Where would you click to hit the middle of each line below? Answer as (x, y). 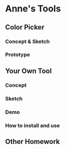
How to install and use (32, 125)
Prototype (18, 54)
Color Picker (25, 27)
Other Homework (32, 141)
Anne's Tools (33, 9)
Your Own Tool (28, 71)
